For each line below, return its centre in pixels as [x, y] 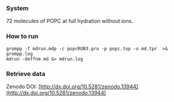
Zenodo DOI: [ [23, 86]
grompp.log [20, 54]
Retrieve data [26, 74]
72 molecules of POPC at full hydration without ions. [70, 21]
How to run [22, 37]
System [17, 8]
